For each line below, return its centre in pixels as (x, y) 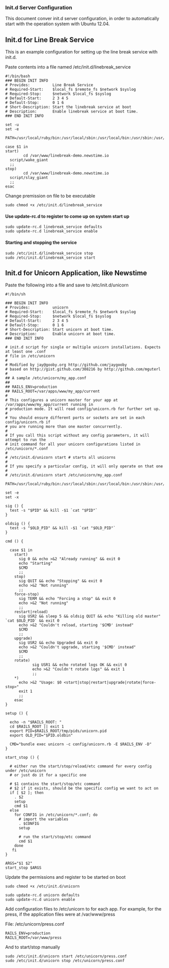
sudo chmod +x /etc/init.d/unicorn (43, 886)
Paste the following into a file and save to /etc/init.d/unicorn (67, 285)
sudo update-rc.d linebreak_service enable (52, 231)
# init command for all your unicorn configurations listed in (73, 444)
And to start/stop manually (33, 947)
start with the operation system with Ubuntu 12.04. (58, 24)
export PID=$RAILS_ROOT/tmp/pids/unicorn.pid (58, 731)
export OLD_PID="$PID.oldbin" (41, 736)
